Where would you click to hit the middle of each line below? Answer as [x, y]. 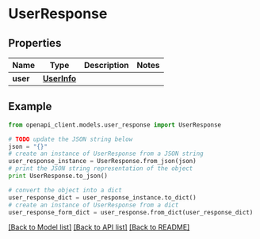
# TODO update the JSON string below [71, 139]
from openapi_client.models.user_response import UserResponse [115, 125]
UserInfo [59, 78]
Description [106, 65]
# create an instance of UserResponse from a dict [94, 205]
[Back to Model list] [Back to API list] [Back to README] [99, 227]
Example [30, 106]
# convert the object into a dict [65, 190]
